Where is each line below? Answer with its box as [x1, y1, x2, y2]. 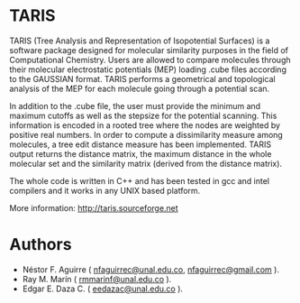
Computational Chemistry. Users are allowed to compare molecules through [9, 54, 291, 65]
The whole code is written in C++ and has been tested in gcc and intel [9, 175, 270, 186]
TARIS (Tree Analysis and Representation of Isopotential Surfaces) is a [9, 35, 270, 46]
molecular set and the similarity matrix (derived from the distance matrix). [9, 158, 282, 169]
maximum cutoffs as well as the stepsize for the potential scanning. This [9, 110, 277, 121]
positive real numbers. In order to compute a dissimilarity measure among [9, 129, 284, 140]
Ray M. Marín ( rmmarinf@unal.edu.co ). [22, 273, 172, 284]
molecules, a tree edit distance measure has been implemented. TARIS [9, 139, 272, 150]
